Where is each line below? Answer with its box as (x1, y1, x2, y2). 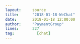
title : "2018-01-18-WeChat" (5, 12, 75, 17)
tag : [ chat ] (5, 31, 51, 36)
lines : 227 (5, 26, 39, 31)
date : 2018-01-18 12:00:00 (5, 17, 75, 22)
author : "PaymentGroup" (5, 21, 64, 27)
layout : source (5, 7, 46, 13)
